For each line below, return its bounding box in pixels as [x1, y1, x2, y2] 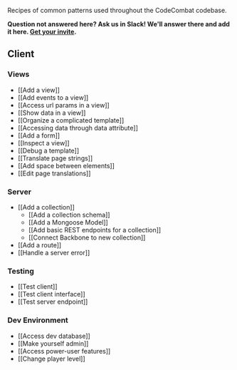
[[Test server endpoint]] [17, 297, 88, 306]
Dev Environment [7, 315, 69, 325]
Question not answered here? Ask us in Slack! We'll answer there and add [7, 20, 230, 28]
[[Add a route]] [17, 240, 62, 249]
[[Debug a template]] [17, 146, 80, 155]
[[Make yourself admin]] [17, 339, 89, 348]
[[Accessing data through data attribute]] [17, 123, 139, 132]
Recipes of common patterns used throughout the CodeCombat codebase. [7, 6, 227, 14]
